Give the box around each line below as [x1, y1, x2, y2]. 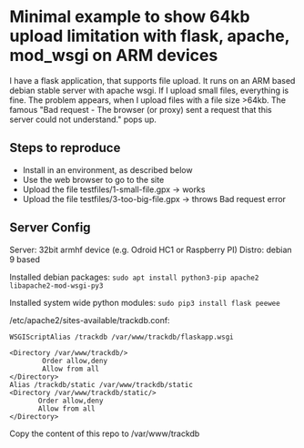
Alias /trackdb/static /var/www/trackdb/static [9, 380, 194, 389]
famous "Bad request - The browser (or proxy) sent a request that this [9, 104, 272, 115]
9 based [9, 253, 41, 265]
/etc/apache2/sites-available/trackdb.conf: [9, 314, 170, 325]
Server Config [9, 220, 91, 236]
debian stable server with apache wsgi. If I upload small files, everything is [9, 85, 289, 96]
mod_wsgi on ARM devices [9, 46, 218, 66]
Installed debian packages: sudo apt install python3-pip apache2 [9, 271, 259, 282]
